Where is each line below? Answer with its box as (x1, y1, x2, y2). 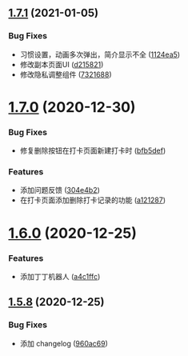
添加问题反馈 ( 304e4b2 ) (19, 186, 100, 195)
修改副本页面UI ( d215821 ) (19, 59, 104, 69)
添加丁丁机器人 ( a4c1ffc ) (19, 271, 101, 281)
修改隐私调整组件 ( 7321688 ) (19, 70, 112, 79)
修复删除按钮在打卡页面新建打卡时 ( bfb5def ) (19, 146, 166, 155)
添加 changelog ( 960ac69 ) (19, 338, 108, 348)
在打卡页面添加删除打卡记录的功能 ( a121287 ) (19, 195, 166, 205)
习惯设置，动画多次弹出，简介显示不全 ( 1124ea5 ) (19, 50, 181, 59)
